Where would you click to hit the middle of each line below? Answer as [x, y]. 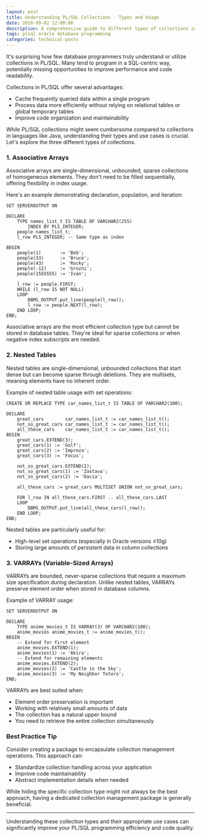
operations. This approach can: [45, 756]
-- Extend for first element [53, 642]
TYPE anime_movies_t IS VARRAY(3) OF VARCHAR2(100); [84, 627]
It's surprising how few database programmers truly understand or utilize [96, 56]
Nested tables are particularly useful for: [56, 529]
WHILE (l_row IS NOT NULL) [51, 290]
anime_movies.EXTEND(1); [48, 647]
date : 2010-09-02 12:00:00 [40, 23]
